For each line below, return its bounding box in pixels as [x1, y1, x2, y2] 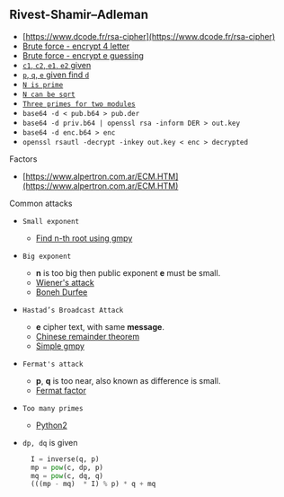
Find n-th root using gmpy [35, 233, 133, 244]
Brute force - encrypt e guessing [22, 49, 144, 61]
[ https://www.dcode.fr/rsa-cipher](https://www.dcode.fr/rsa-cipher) [22, 31, 276, 41]
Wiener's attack [35, 277, 94, 288]
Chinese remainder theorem [35, 331, 140, 342]
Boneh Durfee [35, 287, 88, 297]
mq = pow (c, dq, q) [31, 471, 104, 480]
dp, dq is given [22, 437, 78, 448]
